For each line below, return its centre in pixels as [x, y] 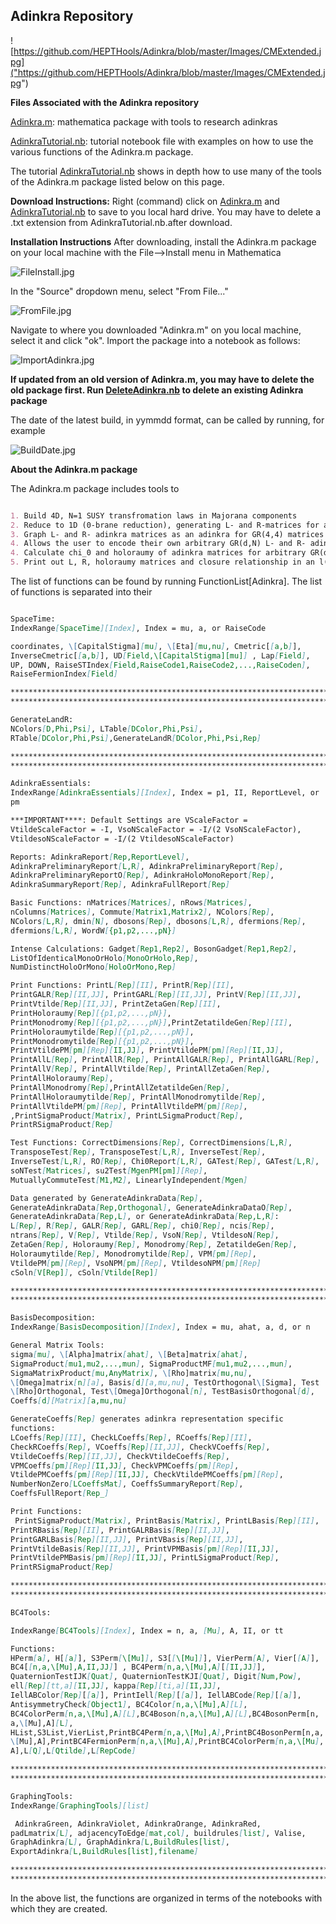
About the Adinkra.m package [74, 469]
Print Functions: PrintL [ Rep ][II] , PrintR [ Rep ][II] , [122, 985]
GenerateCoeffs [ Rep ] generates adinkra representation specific [147, 1419]
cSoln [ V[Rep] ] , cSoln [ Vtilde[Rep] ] [84, 1272]
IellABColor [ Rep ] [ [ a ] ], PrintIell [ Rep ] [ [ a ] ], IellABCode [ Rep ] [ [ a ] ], [156, 1695]
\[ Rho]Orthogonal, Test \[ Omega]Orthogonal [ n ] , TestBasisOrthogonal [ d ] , [162, 1392]
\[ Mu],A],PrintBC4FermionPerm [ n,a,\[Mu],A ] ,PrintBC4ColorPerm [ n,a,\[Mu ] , [167, 1742]
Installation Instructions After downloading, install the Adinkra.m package [163, 241]
